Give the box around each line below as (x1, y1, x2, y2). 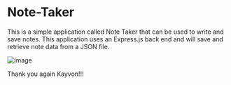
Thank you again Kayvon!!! (7, 70, 84, 78)
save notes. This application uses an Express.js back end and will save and (7, 34, 224, 43)
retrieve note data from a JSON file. (7, 42, 110, 51)
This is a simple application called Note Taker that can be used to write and (7, 27, 224, 36)
